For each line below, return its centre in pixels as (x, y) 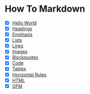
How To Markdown (45, 9)
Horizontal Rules (29, 75)
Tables (19, 69)
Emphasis (22, 35)
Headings (22, 29)
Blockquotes (25, 57)
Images (20, 52)
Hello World (24, 23)
